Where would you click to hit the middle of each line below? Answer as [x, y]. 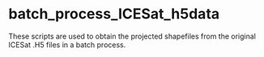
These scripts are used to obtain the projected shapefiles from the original [132, 36]
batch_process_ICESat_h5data [114, 14]
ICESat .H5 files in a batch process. [67, 44]
